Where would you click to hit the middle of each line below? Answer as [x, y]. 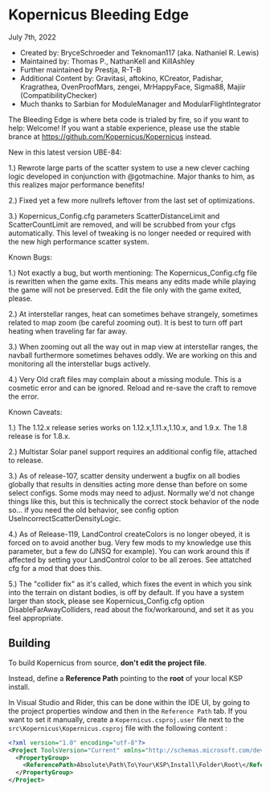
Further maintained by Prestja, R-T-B [80, 69]
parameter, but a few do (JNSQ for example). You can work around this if [129, 551]
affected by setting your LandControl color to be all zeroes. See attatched [130, 560]
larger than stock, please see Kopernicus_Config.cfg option [106, 601]
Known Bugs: [30, 257]
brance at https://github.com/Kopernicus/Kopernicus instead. [110, 136]
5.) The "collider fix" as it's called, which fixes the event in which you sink [130, 584]
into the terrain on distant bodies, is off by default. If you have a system [126, 592]
